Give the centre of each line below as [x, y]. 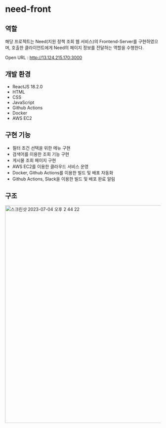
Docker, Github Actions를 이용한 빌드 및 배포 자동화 [63, 172]
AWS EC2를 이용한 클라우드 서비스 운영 [50, 166]
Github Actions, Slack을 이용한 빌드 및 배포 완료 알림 [63, 179]
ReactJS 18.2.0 [27, 86]
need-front [28, 9]
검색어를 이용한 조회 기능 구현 [41, 154]
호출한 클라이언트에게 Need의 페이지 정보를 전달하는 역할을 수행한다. [78, 48]
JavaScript [23, 102]
